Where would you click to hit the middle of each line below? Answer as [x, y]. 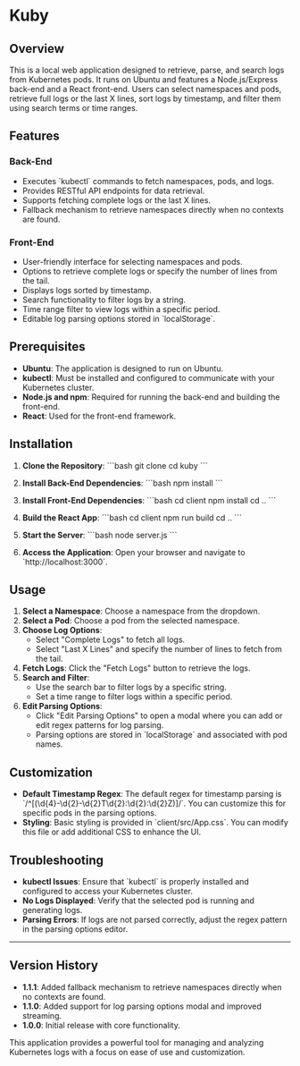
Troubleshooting [57, 860]
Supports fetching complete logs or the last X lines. [117, 200]
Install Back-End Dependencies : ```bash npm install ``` [122, 483]
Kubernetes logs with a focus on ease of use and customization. [127, 1052]
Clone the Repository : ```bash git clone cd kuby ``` [115, 465]
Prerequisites [47, 347]
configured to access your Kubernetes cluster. [108, 892]
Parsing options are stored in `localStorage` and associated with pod [161, 735]
